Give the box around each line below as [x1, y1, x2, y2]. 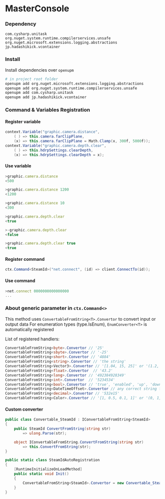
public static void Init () [14, 471, 69, 476]
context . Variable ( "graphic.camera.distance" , [5, 130, 100, 135]
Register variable [5, 118, 41, 124]
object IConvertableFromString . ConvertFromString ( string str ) [14, 440, 144, 444]
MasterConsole [5, 3, 70, 14]
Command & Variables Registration [5, 107, 90, 113]
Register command [5, 256, 45, 262]
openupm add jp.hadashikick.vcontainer [5, 95, 87, 100]
